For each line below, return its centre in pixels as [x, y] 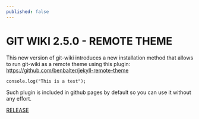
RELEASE [18, 110]
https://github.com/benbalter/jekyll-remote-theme [67, 70]
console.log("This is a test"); [46, 81]
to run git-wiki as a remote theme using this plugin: [68, 64]
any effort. [19, 98]
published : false [28, 12]
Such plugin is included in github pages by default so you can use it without [99, 92]
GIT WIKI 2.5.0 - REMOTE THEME [89, 41]
